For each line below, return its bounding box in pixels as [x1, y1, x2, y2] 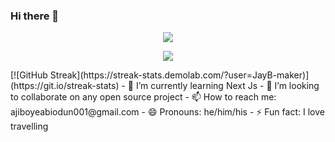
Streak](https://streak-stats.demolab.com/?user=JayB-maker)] [49, 69, 310, 81]
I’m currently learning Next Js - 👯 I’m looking [135, 80, 320, 92]
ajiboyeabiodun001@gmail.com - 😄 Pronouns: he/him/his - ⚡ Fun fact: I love [10, 106, 325, 118]
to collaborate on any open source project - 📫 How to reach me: [10, 91, 277, 103]
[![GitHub [10, 69, 48, 81]
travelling [10, 120, 49, 133]
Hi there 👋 [10, 9, 60, 23]
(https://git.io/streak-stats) [10, 80, 120, 92]
